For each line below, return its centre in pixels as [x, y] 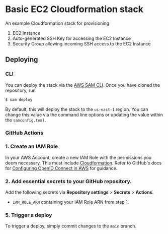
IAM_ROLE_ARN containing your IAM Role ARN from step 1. [71, 202]
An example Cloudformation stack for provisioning [57, 23]
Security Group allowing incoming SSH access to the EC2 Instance [81, 43]
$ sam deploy [19, 99]
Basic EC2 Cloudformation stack [74, 9]
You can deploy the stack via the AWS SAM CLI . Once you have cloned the [82, 85]
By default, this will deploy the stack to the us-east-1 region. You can [77, 109]
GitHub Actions [24, 133]
